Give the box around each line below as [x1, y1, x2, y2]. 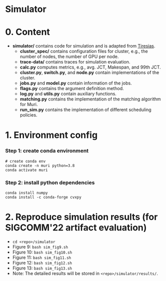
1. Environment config [5, 129, 98, 141]
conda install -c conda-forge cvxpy [5, 194, 81, 199]
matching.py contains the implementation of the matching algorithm [19, 96, 161, 102]
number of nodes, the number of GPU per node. [19, 53, 119, 59]
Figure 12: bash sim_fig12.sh [12, 259, 72, 265]
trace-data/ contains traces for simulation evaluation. [19, 59, 130, 65]
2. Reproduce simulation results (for [5, 211, 158, 223]
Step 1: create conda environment [5, 147, 89, 154]
